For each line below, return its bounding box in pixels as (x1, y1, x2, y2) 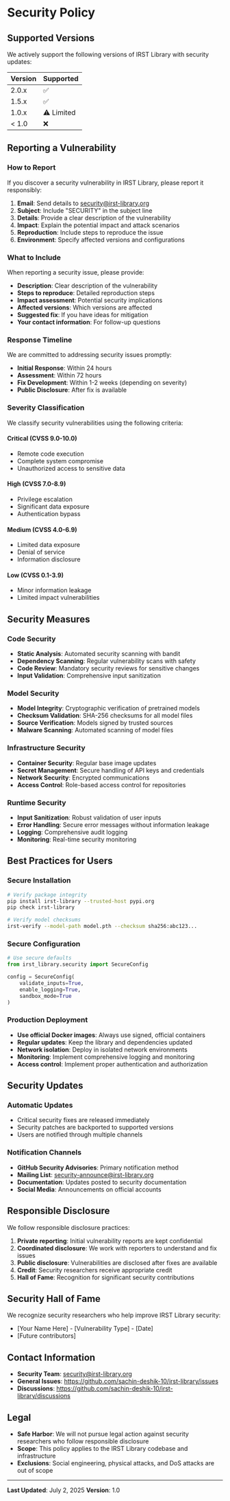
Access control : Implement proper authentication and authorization (16, 1060, 208, 1068)
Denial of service (16, 548, 65, 557)
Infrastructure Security (7, 743, 86, 753)
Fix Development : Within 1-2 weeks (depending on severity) (16, 379, 188, 387)
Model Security (7, 688, 60, 698)
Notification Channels (7, 1148, 82, 1157)
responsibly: (7, 185, 42, 194)
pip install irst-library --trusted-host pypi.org (7, 898, 155, 905)
